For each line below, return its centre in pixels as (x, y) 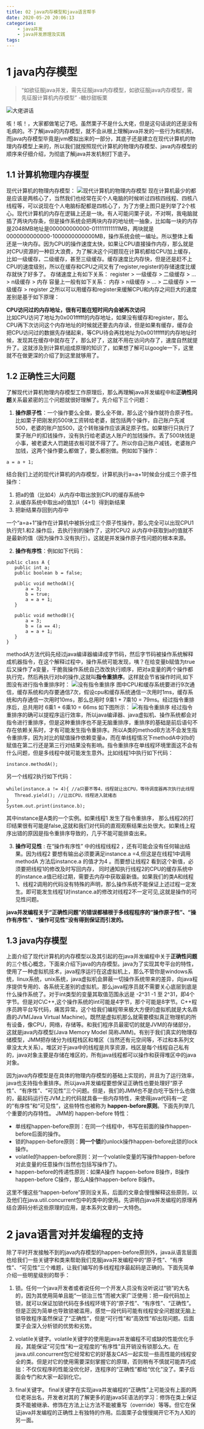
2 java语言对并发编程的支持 (75, 1234)
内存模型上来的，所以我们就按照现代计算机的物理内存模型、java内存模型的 (104, 146)
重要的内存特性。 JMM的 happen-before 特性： (71, 1114)
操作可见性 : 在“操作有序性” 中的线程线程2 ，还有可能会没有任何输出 (100, 846)
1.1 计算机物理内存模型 (48, 175)
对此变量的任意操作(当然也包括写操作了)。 (68, 1164)
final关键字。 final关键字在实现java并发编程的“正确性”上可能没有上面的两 (106, 1390)
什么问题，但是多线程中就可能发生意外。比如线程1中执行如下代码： (90, 752)
